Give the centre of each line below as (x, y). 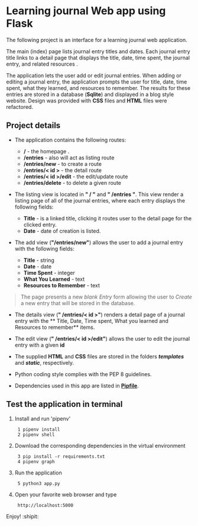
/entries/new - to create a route (63, 163)
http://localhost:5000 (46, 505)
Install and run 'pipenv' (43, 418)
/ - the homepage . (46, 151)
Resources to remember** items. (55, 327)
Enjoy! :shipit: (22, 516)
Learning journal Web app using (86, 11)
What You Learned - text (54, 279)
